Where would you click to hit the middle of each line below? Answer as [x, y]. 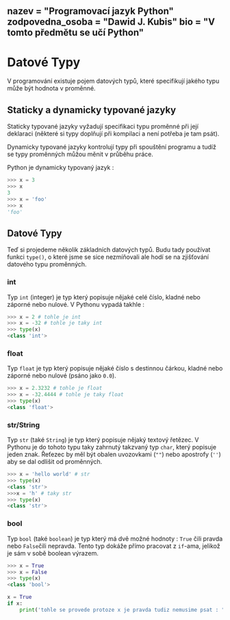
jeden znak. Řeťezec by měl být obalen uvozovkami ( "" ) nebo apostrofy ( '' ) [114, 454]
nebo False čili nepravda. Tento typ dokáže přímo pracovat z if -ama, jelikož [114, 546]
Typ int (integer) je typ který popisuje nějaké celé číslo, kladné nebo [104, 297]
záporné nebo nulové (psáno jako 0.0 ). [62, 375]
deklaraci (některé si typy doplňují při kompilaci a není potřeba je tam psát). [113, 134]
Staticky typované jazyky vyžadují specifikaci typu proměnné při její [103, 127]
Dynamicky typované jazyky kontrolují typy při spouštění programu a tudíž [112, 147]
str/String [24, 425]
